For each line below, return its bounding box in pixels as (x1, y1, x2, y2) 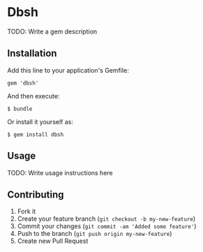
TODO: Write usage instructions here (7, 168, 113, 177)
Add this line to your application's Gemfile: (7, 66, 129, 74)
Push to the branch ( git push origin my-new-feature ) (17, 230, 172, 238)
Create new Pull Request (17, 237, 89, 245)
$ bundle (7, 105, 33, 112)
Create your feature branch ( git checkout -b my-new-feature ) (17, 214, 196, 223)
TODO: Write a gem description (7, 27, 98, 36)
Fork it (17, 207, 36, 216)
